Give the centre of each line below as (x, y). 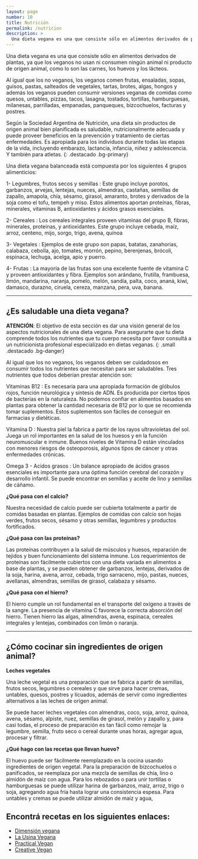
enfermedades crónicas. (36, 454)
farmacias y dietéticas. (34, 417)
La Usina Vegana (35, 837)
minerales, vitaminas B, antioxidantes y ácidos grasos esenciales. (85, 209)
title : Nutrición (27, 22)
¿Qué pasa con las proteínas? (43, 538)
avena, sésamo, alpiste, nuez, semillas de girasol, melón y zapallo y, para (95, 718)
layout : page (22, 12)
